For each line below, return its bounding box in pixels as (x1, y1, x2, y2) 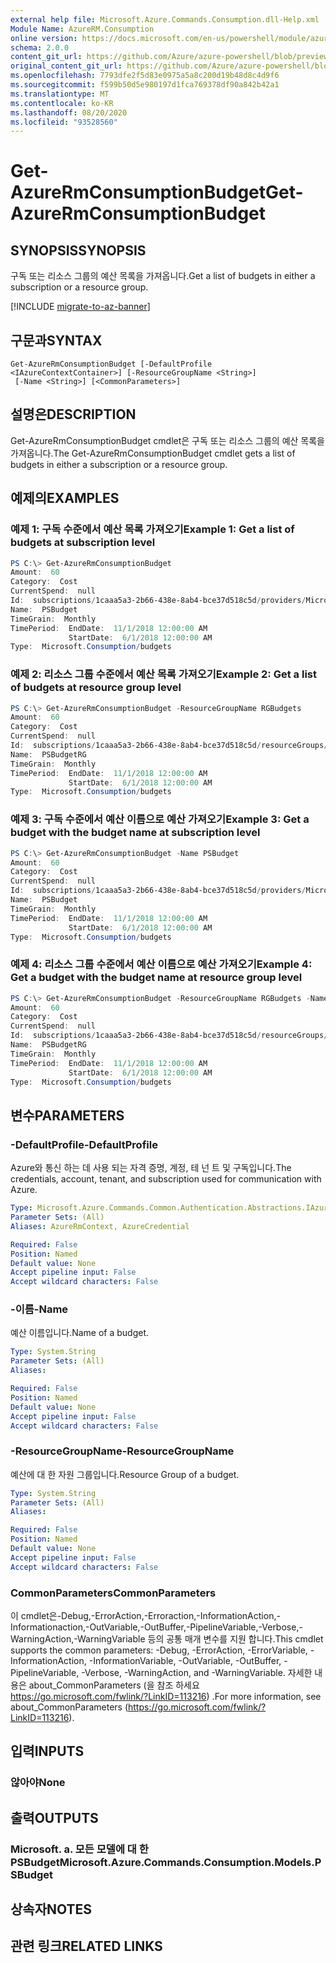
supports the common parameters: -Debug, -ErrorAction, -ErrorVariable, (10, 1644, 308, 1656)
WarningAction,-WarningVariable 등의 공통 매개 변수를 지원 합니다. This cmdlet (10, 1633, 324, 1645)
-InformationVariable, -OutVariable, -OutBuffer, (88, 1655, 282, 1667)
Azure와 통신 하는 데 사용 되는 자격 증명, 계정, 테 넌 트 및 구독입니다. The (10, 1162, 292, 1174)
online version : (10, 33, 78, 43)
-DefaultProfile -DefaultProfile (10, 1137, 158, 1151)
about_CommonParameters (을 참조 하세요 (28, 1679, 200, 1691)
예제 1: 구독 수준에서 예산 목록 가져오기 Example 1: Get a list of (10, 522, 295, 536)
